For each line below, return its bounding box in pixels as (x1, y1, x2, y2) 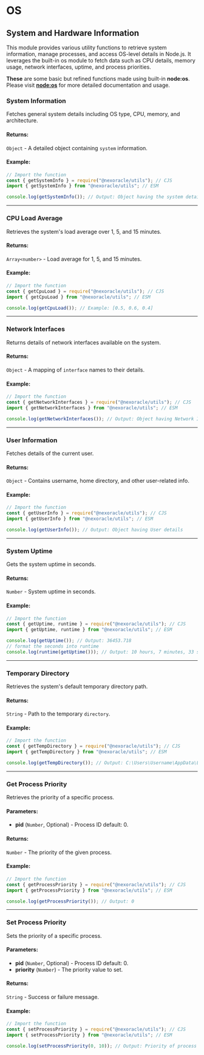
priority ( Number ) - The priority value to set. (15, 966, 123, 973)
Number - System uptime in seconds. (6, 588, 96, 595)
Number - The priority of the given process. (6, 848, 112, 856)
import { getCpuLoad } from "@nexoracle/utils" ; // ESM (6, 294, 151, 300)
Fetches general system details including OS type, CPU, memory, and (6, 111, 180, 118)
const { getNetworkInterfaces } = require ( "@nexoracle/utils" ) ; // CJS (6, 399, 191, 405)
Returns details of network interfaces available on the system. (6, 338, 161, 346)
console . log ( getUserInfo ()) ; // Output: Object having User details (6, 527, 183, 533)
